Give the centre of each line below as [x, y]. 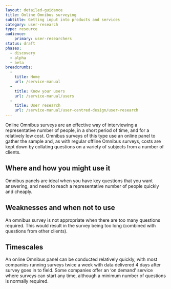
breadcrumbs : [19, 67]
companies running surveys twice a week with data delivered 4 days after [83, 265]
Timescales [24, 247]
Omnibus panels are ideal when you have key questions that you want [79, 181]
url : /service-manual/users [44, 96]
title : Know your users [40, 91]
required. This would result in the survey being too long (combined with [81, 225]
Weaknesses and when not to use [60, 208]
